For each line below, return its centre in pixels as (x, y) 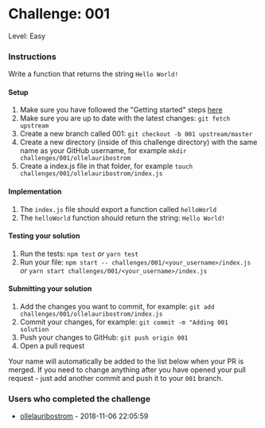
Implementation (35, 191)
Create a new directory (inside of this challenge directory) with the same (138, 142)
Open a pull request (52, 346)
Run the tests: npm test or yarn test (79, 253)
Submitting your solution (50, 289)
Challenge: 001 (59, 14)
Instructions (33, 57)
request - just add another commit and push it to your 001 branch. (116, 379)
